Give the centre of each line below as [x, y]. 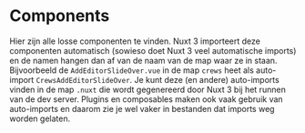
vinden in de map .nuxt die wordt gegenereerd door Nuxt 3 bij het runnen [148, 89]
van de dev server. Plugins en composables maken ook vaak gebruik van [147, 99]
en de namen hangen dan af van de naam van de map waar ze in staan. [143, 60]
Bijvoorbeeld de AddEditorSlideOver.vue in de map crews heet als [132, 70]
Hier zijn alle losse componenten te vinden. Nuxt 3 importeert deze [135, 41]
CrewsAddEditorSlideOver [83, 80]
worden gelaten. [40, 118]
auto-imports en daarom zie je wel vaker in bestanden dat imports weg [142, 108]
